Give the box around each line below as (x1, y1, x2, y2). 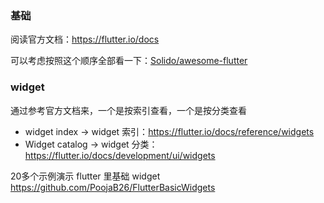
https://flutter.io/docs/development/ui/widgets (24, 149, 216, 161)
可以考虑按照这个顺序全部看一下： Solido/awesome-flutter (10, 55, 248, 67)
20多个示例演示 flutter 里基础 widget (10, 170, 161, 182)
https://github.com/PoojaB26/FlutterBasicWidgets (10, 181, 216, 193)
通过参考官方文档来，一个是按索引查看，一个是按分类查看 (10, 104, 247, 116)
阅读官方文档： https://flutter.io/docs (10, 33, 160, 46)
